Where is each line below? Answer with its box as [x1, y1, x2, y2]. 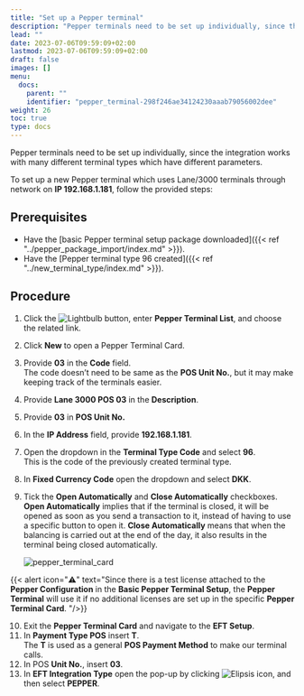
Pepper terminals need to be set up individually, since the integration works [10, 147, 291, 158]
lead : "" [10, 30, 43, 39]
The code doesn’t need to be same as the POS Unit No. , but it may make [23, 367, 294, 377]
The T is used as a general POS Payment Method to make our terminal [23, 639, 288, 650]
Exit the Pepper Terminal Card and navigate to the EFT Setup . [23, 620, 255, 631]
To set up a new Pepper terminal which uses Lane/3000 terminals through [10, 174, 287, 185]
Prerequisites [10, 209, 88, 226]
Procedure [10, 289, 71, 304]
